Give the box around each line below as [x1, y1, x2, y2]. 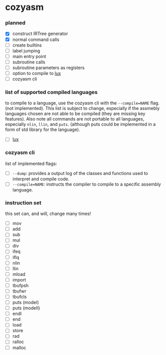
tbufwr [12, 288, 26, 294]
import [12, 276, 26, 282]
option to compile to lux [12, 70, 61, 76]
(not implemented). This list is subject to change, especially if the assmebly [5, 105, 160, 111]
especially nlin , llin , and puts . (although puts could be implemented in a [5, 121, 156, 127]
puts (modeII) [12, 305, 40, 311]
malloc [12, 344, 26, 350]
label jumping [12, 47, 40, 53]
